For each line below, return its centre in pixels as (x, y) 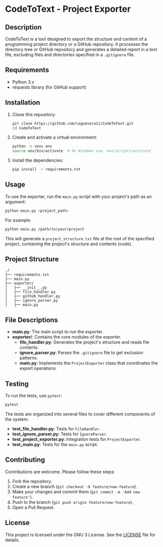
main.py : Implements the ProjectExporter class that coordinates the (89, 363)
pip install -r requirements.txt (46, 170)
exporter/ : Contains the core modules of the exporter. (67, 337)
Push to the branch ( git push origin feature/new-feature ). (73, 502)
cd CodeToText (27, 128)
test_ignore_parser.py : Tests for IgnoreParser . (60, 434)
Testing (17, 384)
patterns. (29, 358)
